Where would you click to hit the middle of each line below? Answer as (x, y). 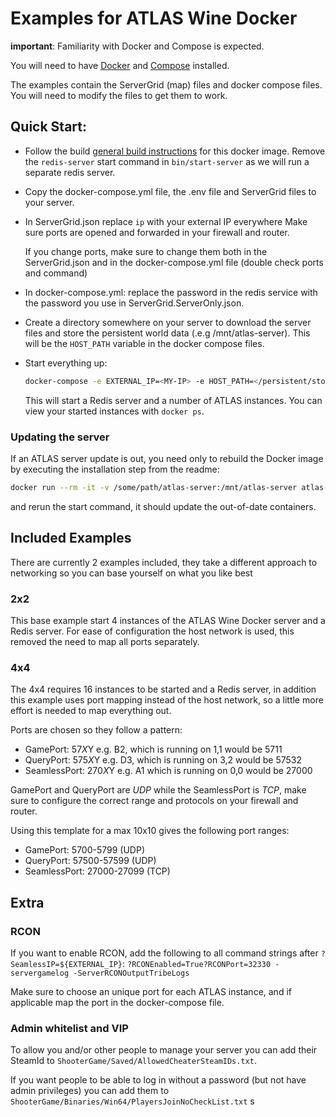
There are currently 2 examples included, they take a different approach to (164, 562)
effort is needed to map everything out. (91, 711)
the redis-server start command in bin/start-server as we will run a (167, 161)
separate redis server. (70, 172)
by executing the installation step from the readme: (115, 469)
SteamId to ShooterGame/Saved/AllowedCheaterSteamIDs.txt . (133, 1061)
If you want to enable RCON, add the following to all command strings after (164, 953)
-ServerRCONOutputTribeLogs (131, 973)
